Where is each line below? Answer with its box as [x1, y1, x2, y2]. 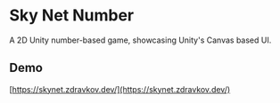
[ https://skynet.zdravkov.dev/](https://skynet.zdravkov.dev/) [9, 83, 231, 94]
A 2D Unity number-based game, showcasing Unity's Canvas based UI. [9, 35, 272, 45]
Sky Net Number [9, 5, 135, 26]
